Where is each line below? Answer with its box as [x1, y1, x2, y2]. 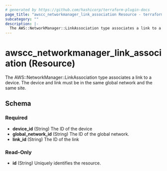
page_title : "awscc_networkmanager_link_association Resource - [5, 12, 141, 17]
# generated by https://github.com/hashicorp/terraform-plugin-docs [5, 7, 150, 12]
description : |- [5, 21, 39, 26]
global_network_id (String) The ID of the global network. [12, 131, 129, 137]
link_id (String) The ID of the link [12, 136, 80, 142]
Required [5, 114, 28, 121]
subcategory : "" [5, 16, 39, 21]
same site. [5, 85, 26, 91]
